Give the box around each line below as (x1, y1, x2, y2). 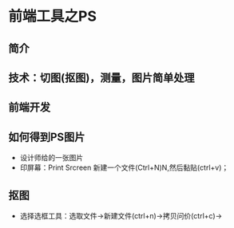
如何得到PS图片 (8, 130, 85, 143)
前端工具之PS (8, 7, 97, 26)
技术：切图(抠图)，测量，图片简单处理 (8, 71, 195, 85)
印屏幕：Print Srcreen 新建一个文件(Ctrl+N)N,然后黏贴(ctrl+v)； (19, 163, 229, 172)
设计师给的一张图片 (19, 153, 84, 163)
